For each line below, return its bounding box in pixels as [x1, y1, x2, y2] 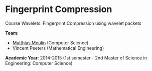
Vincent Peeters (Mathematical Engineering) [12, 45, 104, 51]
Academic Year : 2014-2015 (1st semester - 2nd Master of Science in [5, 54, 147, 61]
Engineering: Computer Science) [5, 60, 73, 66]
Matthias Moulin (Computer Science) [12, 39, 89, 46]
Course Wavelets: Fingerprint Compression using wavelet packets [5, 20, 141, 26]
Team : [5, 30, 19, 36]
